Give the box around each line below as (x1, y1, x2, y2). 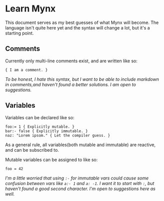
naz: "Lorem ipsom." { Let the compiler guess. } (5, 133, 111, 138)
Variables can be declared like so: (5, 114, 75, 120)
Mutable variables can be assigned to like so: (5, 157, 98, 163)
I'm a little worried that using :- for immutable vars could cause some (5, 175, 149, 181)
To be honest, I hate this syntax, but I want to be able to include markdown (5, 76, 160, 82)
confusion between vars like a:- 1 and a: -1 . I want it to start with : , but (5, 180, 155, 186)
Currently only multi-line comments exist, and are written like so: (5, 58, 138, 64)
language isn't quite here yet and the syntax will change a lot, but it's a (5, 24, 151, 30)
